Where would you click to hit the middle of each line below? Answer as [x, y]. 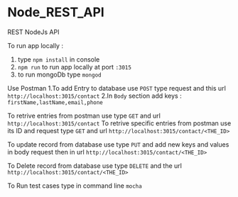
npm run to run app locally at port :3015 [74, 67]
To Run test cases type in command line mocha [75, 186]
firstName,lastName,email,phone [55, 102]
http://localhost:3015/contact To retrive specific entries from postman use [119, 123]
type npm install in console [59, 59]
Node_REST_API [56, 12]
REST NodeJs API [33, 32]
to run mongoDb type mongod [59, 74]
